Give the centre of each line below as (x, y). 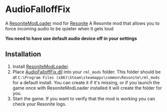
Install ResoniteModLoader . (41, 66)
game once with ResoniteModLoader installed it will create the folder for (87, 88)
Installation (23, 54)
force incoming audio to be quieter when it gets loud (60, 28)
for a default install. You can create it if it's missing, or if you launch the (86, 82)
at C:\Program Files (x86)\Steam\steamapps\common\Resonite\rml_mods (86, 77)
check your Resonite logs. (39, 104)
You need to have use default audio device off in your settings (71, 38)
